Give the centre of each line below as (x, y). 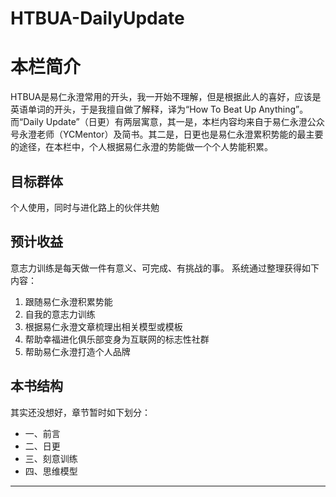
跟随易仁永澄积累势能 (68, 301)
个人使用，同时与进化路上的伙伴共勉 (85, 207)
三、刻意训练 (51, 458)
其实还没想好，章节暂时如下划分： (80, 412)
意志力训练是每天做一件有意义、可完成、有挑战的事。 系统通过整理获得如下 (165, 268)
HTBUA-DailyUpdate (97, 18)
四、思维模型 (51, 471)
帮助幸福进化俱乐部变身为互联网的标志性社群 (117, 339)
